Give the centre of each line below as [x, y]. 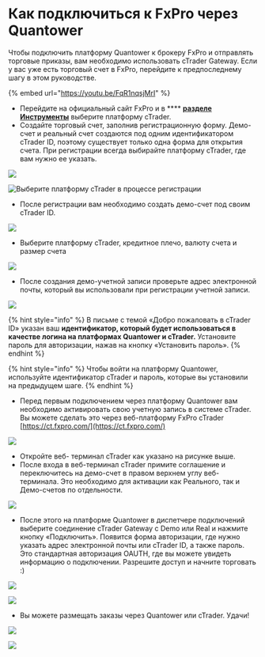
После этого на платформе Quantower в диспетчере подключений [132, 519]
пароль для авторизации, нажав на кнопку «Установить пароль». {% [125, 345]
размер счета [43, 251]
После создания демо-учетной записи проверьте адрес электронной [138, 281]
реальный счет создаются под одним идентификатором [138, 133]
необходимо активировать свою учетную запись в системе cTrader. [135, 409]
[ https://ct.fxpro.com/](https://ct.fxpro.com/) [93, 426]
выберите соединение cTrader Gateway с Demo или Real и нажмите [134, 528]
